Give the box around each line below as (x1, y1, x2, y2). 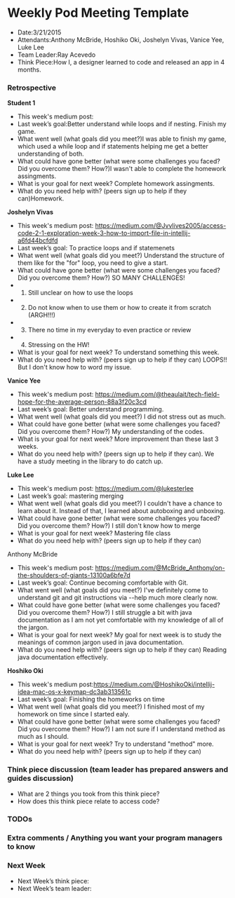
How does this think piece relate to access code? (17, 797, 160, 805)
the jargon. (17, 623, 49, 632)
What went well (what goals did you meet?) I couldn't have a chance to (17, 499, 222, 508)
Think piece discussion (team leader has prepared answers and (7, 765, 229, 775)
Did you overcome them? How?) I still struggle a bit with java (17, 608, 192, 617)
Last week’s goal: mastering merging (17, 492, 124, 501)
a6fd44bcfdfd (17, 236, 58, 245)
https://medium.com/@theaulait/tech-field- (95, 390, 220, 399)
